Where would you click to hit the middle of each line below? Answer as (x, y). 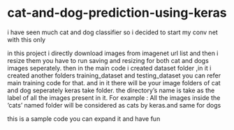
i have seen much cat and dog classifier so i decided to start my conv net (112, 32)
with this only (27, 39)
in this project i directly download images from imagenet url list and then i (113, 53)
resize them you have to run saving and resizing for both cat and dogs (108, 60)
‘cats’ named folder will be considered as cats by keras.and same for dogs (114, 105)
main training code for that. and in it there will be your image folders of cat (114, 82)
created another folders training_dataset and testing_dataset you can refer (114, 75)
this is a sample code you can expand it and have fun (84, 118)
